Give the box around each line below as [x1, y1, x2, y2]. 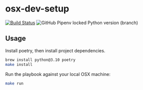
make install [5, 62, 33, 67]
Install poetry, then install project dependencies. [5, 47, 106, 53]
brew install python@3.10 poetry [5, 57, 76, 62]
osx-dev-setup [5, 3, 69, 15]
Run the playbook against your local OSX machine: [5, 71, 111, 77]
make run [5, 81, 24, 86]
